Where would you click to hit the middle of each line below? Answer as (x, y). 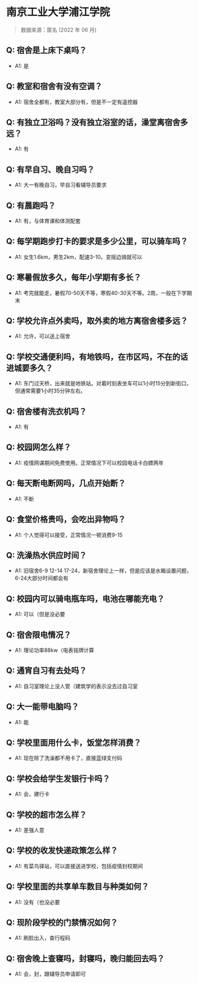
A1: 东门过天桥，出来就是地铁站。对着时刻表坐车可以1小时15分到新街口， (103, 384)
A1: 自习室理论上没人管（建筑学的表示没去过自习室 (76, 686)
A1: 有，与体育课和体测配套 (48, 221)
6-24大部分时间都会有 (41, 578)
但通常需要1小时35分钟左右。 (50, 391)
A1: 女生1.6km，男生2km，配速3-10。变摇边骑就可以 (78, 257)
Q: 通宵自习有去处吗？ (47, 670)
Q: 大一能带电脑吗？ (43, 707)
